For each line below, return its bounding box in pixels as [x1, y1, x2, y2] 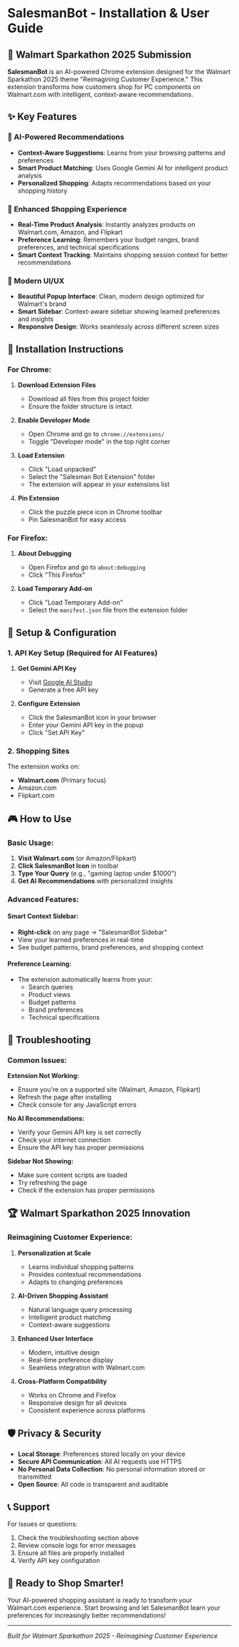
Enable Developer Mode [17, 416, 90, 424]
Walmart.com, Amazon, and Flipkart [17, 227, 123, 236]
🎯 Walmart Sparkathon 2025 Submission [7, 48, 192, 61]
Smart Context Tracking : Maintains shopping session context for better [17, 250, 228, 259]
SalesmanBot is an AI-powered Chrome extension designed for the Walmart [7, 68, 231, 76]
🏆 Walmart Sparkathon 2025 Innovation [7, 1207, 191, 1220]
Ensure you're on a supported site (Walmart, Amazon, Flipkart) [17, 1085, 201, 1094]
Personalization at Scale [17, 1248, 91, 1257]
